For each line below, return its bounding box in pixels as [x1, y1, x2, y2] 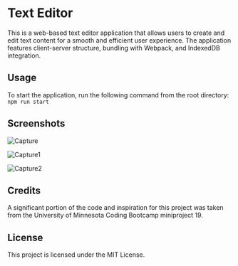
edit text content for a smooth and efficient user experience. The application [7, 36, 232, 44]
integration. [7, 51, 41, 60]
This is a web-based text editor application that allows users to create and [7, 28, 225, 37]
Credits [7, 184, 41, 196]
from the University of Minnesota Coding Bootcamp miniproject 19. [7, 211, 203, 220]
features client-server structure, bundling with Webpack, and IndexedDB [7, 43, 221, 52]
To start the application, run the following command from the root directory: [7, 90, 229, 99]
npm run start [7, 98, 50, 105]
